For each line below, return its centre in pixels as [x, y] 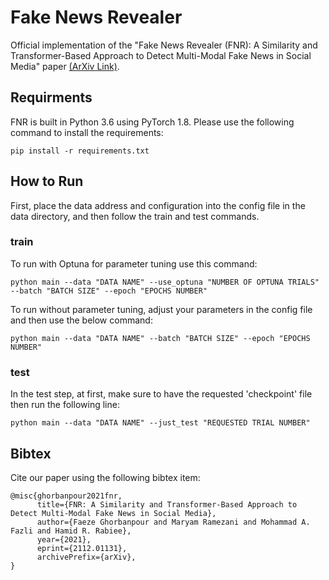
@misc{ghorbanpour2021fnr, [66, 496]
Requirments [51, 97]
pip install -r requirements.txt [80, 151]
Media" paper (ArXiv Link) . [65, 66]
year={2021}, [64, 539]
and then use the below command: [81, 320]
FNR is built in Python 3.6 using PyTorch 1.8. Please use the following [152, 122]
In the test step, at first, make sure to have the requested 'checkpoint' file [161, 394]
